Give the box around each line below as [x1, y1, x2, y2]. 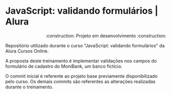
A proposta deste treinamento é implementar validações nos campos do [5, 57, 157, 64]
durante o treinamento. [5, 84, 54, 90]
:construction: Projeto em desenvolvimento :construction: [45, 33, 166, 39]
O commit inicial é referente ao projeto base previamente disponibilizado [5, 73, 158, 79]
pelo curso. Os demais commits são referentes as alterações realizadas [5, 78, 156, 84]
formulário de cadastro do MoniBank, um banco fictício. [5, 63, 123, 69]
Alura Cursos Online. [5, 48, 49, 54]
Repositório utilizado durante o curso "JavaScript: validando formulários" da [5, 42, 165, 48]
